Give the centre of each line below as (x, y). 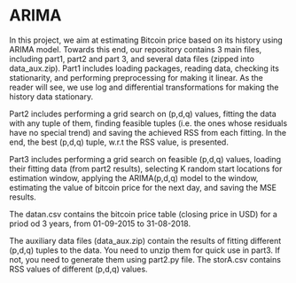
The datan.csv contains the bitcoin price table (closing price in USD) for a (143, 214)
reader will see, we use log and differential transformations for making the (144, 87)
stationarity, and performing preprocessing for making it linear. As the (136, 77)
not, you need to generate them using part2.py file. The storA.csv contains (145, 259)
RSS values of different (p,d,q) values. (78, 269)
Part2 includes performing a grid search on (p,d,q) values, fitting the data (143, 114)
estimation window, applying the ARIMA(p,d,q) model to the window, (134, 177)
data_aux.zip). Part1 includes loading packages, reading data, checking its (144, 68)
